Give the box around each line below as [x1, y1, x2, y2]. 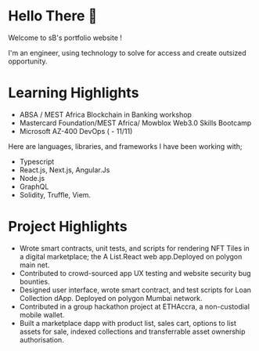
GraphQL [19, 182, 49, 191]
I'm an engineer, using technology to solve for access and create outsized [8, 48, 246, 57]
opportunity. [8, 56, 49, 66]
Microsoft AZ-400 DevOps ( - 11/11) [19, 126, 133, 136]
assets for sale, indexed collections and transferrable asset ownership [19, 327, 246, 336]
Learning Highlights [8, 84, 139, 102]
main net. [19, 260, 50, 270]
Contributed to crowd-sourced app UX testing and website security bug [19, 268, 252, 277]
